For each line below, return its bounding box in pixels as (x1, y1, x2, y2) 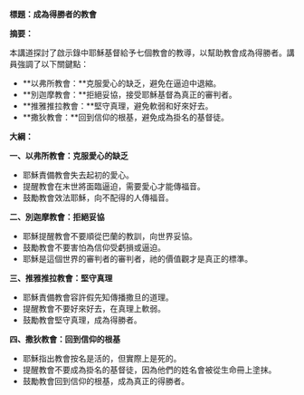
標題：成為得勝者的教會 (9, 9, 97, 19)
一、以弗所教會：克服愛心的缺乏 (9, 150, 128, 161)
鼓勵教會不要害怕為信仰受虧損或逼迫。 (22, 242, 166, 253)
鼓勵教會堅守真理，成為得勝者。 (22, 314, 142, 325)
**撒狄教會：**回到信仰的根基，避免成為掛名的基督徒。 (22, 112, 229, 122)
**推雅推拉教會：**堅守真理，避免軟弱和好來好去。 (22, 101, 214, 111)
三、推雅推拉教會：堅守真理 (9, 273, 113, 284)
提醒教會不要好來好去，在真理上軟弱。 (22, 303, 166, 313)
